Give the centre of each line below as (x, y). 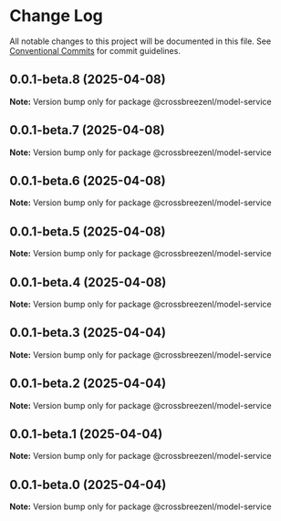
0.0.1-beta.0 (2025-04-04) (88, 485)
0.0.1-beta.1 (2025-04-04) (86, 434)
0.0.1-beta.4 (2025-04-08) (88, 282)
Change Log (56, 16)
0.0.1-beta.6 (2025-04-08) (88, 180)
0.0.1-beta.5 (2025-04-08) (88, 231)
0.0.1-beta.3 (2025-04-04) (88, 333)
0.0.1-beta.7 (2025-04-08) (88, 130)
